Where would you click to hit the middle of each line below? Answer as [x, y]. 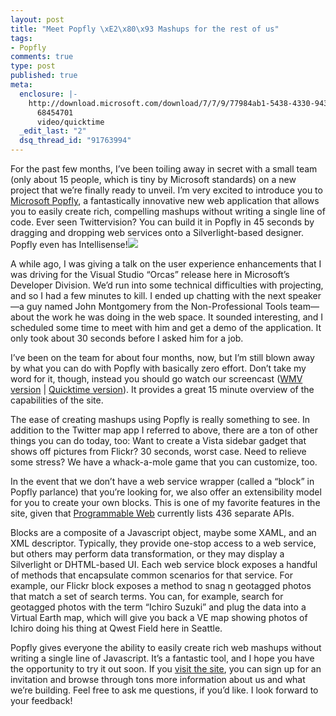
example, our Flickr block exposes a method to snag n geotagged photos [161, 585]
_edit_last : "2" [53, 131]
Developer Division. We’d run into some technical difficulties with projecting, [167, 285]
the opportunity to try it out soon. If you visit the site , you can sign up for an [166, 669]
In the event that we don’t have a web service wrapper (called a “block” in [162, 481]
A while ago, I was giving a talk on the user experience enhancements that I [166, 264]
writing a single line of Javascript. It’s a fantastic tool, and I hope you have [162, 658]
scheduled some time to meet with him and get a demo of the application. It [166, 327]
